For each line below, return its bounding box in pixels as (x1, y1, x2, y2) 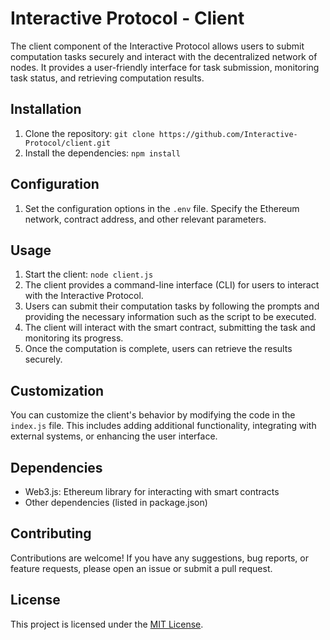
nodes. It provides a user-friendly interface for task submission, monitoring (10, 61, 320, 73)
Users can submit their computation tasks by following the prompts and (24, 300, 320, 312)
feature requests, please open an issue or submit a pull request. (10, 562, 273, 574)
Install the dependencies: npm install (24, 147, 181, 159)
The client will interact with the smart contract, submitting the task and (24, 322, 316, 334)
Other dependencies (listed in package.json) (24, 497, 208, 508)
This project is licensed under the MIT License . (10, 618, 204, 630)
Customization (10, 382, 105, 399)
